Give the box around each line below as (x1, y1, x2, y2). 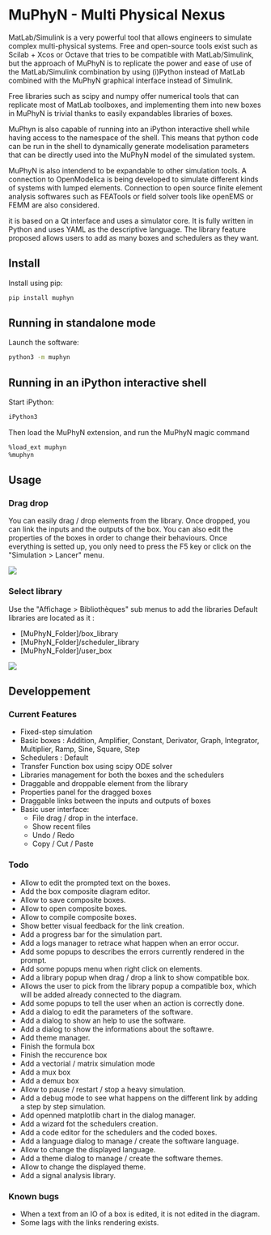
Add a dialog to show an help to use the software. (19, 1015, 186, 1025)
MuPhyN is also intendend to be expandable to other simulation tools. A (8, 165, 247, 175)
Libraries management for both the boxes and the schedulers (19, 770, 225, 780)
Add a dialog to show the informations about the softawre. (19, 1023, 214, 1034)
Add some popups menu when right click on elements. (19, 964, 202, 973)
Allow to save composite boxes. (19, 895, 126, 904)
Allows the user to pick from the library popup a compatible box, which (19, 981, 257, 990)
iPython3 (8, 413, 38, 421)
